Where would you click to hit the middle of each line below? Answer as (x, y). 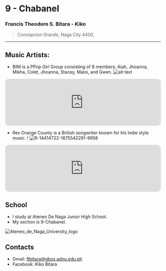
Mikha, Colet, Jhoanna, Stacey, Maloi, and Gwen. (62, 72)
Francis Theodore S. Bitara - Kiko (45, 24)
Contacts (20, 247)
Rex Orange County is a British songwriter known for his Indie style (81, 133)
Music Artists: (27, 55)
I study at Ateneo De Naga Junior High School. (60, 217)
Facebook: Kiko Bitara (35, 264)
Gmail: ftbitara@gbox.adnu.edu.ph (47, 259)
